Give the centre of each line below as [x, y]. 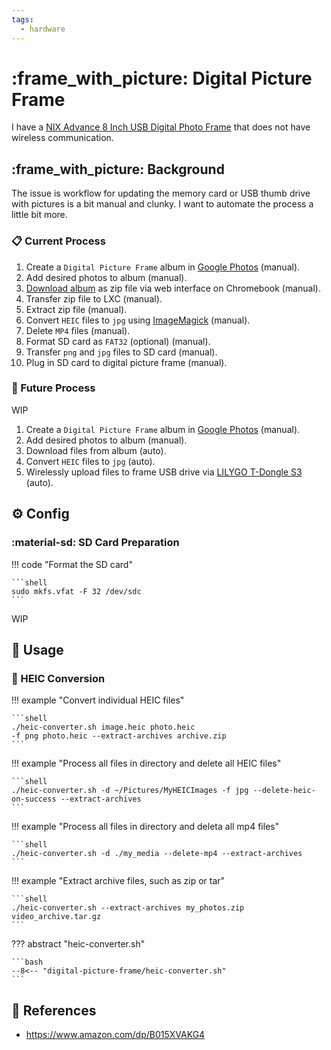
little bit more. [39, 215]
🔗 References [54, 1010]
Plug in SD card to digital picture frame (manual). [126, 362]
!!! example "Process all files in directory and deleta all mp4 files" [145, 827]
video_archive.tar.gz [56, 917]
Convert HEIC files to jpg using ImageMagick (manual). [138, 320]
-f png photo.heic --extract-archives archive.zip [119, 736]
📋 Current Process [58, 241]
